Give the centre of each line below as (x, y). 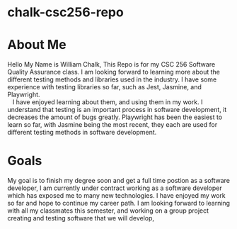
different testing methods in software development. (82, 133)
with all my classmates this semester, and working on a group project (108, 211)
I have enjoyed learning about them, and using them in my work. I (108, 102)
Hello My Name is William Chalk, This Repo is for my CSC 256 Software (111, 65)
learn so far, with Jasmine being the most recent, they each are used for (112, 125)
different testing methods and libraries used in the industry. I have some (112, 79)
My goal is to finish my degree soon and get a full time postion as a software (118, 181)
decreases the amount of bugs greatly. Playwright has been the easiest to (115, 117)
